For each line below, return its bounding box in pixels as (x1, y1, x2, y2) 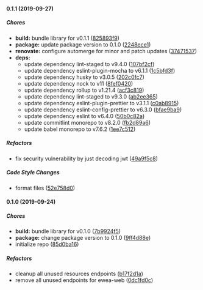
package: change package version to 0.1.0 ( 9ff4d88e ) (15, 234, 151, 242)
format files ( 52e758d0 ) (15, 184, 75, 191)
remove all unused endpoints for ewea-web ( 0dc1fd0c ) (15, 277, 154, 284)
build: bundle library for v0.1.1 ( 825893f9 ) (15, 34, 120, 42)
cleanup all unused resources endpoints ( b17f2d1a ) (15, 270, 143, 278)
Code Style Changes (6, 169, 60, 176)
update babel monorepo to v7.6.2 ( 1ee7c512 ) (24, 125, 136, 133)
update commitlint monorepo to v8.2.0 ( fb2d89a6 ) (24, 119, 151, 126)
